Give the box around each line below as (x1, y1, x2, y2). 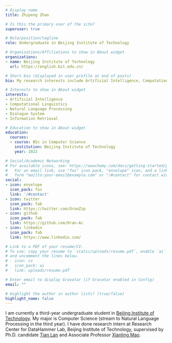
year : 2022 (14, 149, 38, 154)
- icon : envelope (5, 182, 42, 187)
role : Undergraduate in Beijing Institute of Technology (5, 41, 130, 46)
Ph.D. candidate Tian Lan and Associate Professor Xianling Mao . (5, 332, 141, 338)
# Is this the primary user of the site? (5, 22, 95, 27)
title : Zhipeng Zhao (5, 12, 50, 17)
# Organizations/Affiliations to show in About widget (5, 50, 125, 55)
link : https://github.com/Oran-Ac (10, 220, 83, 226)
